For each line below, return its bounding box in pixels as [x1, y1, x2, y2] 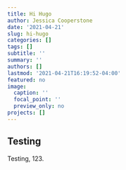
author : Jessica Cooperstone [7, 17, 93, 24]
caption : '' [13, 89, 49, 96]
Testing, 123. [7, 154, 44, 163]
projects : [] [7, 109, 46, 116]
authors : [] [7, 63, 42, 70]
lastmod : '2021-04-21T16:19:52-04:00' [7, 69, 121, 76]
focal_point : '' [13, 96, 61, 103]
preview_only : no [13, 103, 65, 110]
